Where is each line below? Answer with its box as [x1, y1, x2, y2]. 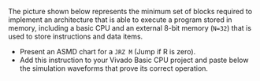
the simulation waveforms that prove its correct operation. [19, 64, 209, 73]
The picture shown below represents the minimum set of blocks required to [8, 7, 253, 16]
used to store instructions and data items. [8, 31, 143, 41]
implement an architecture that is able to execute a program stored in [8, 15, 232, 24]
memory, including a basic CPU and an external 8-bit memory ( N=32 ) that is [8, 24, 252, 32]
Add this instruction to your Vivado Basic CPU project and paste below [19, 55, 249, 64]
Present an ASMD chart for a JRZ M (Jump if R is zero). [19, 47, 196, 56]
